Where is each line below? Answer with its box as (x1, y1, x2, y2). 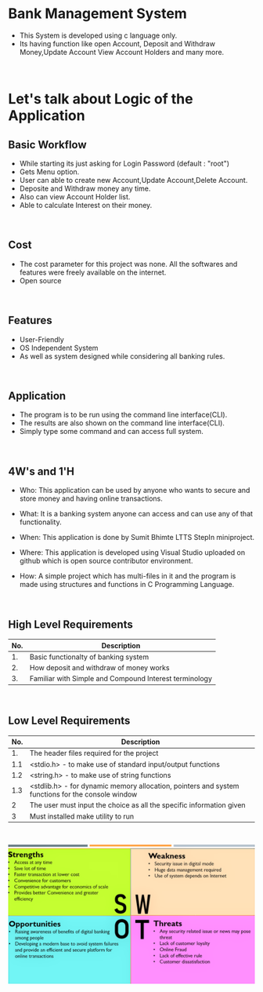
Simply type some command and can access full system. (19, 427, 204, 436)
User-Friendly (19, 334, 64, 344)
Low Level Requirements (8, 714, 131, 728)
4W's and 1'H (8, 465, 75, 478)
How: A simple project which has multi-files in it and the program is (19, 571, 236, 581)
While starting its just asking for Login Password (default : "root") (19, 159, 229, 168)
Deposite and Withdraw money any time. (19, 184, 151, 193)
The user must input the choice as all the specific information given (30, 801, 246, 810)
